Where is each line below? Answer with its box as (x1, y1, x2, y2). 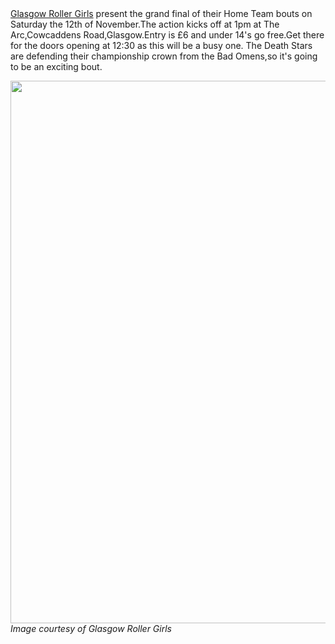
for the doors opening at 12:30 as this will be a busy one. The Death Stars (10, 40, 313, 51)
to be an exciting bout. (10, 61, 103, 72)
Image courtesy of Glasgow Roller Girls (10, 623, 172, 634)
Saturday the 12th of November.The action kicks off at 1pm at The (10, 18, 280, 30)
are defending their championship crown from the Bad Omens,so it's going (10, 50, 318, 62)
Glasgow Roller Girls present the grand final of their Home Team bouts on (10, 8, 313, 19)
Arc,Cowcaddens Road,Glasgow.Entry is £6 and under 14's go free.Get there (10, 29, 325, 41)
